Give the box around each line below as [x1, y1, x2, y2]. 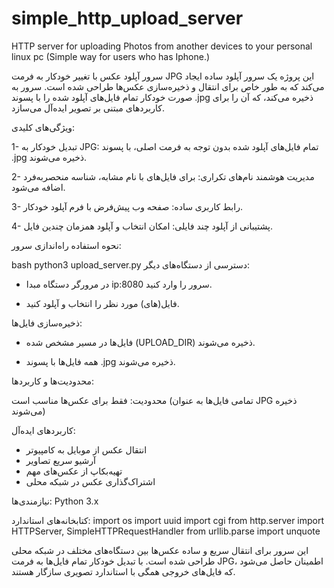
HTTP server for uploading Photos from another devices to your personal [11, 40, 313, 52]
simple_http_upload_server [11, 7, 244, 30]
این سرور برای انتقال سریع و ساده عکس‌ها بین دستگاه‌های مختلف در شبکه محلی [11, 544, 309, 556]
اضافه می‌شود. [11, 181, 66, 193]
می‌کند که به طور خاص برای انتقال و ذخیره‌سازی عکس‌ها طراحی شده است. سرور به [11, 80, 325, 92]
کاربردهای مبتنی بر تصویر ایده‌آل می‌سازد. [11, 102, 165, 114]
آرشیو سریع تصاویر [25, 454, 96, 466]
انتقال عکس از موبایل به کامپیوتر [25, 443, 148, 456]
